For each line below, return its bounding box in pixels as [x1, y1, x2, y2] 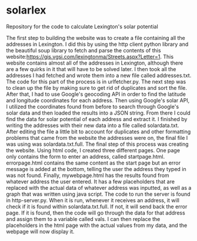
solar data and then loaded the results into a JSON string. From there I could [6, 109, 191, 116]
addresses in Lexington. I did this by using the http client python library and [6, 41, 189, 48]
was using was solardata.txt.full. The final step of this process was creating [6, 140, 189, 148]
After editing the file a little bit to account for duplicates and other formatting [6, 128, 191, 135]
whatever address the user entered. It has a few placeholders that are [6, 178, 175, 185]
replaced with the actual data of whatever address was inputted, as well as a [6, 184, 192, 191]
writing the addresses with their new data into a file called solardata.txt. [6, 122, 179, 129]
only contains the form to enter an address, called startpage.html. [6, 153, 165, 160]
